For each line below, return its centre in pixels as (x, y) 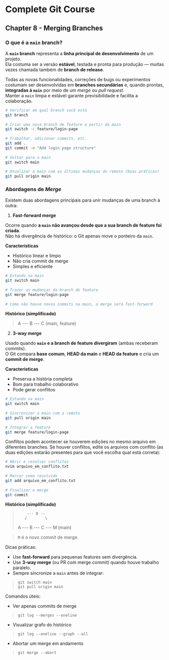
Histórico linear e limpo (37, 256)
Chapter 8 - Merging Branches (54, 28)
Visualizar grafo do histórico (42, 625)
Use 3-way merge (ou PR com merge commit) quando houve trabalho (86, 562)
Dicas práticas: (21, 547)
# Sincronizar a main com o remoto (43, 413)
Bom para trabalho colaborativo (46, 384)
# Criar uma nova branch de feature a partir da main (63, 124)
